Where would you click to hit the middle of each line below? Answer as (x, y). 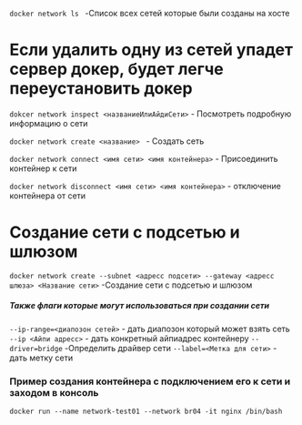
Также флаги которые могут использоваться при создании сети (140, 306)
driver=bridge (36, 349)
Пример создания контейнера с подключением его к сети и (150, 381)
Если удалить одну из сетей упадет (151, 50)
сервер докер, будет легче (117, 70)
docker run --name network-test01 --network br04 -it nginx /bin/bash (146, 412)
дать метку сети (41, 358)
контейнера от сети (48, 196)
